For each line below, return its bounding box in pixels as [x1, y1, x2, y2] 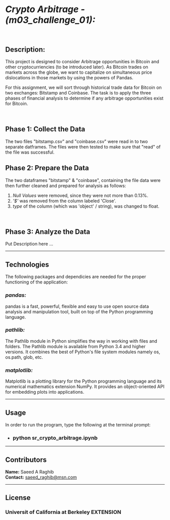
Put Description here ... [5, 241, 54, 247]
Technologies [5, 260, 50, 269]
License [5, 494, 31, 502]
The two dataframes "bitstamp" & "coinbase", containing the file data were [5, 177, 161, 183]
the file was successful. [5, 149, 55, 155]
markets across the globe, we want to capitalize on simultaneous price [5, 69, 153, 75]
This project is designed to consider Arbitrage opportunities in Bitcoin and [5, 59, 159, 64]
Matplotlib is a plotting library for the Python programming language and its [5, 378, 162, 385]
